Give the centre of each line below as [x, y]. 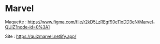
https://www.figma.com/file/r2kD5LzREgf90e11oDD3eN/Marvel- [91, 22]
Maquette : [16, 22]
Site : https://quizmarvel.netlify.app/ [41, 36]
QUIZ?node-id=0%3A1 [28, 27]
